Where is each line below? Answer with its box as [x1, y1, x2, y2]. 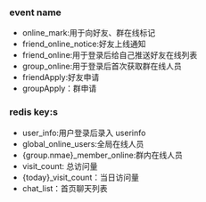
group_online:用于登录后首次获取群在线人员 [21, 61, 182, 72]
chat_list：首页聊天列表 [21, 182, 109, 193]
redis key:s [9, 106, 58, 118]
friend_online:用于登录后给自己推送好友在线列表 [21, 50, 198, 61]
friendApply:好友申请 [21, 72, 100, 83]
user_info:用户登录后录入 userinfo [21, 127, 146, 138]
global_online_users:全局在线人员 [21, 138, 144, 149]
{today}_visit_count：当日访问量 [21, 172, 140, 182]
